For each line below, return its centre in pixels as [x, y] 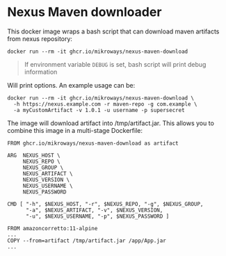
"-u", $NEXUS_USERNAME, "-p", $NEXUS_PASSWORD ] [97, 216]
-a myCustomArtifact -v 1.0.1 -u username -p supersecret [99, 110]
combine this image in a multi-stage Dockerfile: [75, 130]
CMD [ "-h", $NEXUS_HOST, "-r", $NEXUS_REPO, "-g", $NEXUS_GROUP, [105, 204]
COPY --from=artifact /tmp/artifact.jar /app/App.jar [87, 241]
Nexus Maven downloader [84, 12]
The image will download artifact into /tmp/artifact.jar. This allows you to [111, 123]
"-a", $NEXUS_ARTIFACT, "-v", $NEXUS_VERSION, [94, 210]
